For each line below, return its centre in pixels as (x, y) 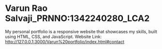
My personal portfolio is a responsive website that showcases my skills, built (81, 31)
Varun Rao (26, 8)
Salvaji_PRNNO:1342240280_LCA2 (77, 18)
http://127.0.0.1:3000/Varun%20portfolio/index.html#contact (65, 41)
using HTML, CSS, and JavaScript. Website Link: (53, 37)
